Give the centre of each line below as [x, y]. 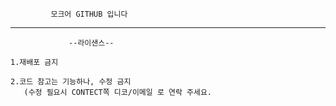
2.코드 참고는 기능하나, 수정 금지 [71, 82]
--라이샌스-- [91, 43]
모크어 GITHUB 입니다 [89, 14]
